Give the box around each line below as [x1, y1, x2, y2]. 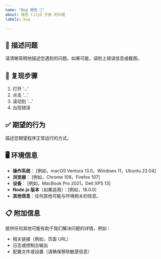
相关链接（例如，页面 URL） [12, 236, 71, 242]
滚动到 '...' [12, 99, 33, 104]
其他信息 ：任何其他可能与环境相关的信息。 [12, 193, 101, 199]
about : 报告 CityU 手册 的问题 [5, 12, 65, 17]
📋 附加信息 [5, 209, 41, 218]
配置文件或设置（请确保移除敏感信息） [12, 248, 92, 254]
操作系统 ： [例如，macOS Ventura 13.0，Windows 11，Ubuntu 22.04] [12, 167, 156, 174]
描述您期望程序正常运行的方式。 [5, 135, 71, 141]
